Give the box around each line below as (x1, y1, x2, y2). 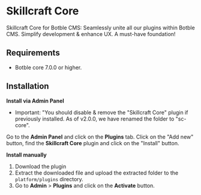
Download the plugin (14, 163, 67, 170)
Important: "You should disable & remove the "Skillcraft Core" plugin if (14, 109, 188, 116)
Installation (6, 81, 49, 91)
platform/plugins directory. (14, 175, 84, 182)
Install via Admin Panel (6, 97, 64, 104)
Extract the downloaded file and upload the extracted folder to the (14, 169, 179, 176)
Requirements (6, 48, 60, 58)
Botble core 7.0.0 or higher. (14, 64, 82, 71)
